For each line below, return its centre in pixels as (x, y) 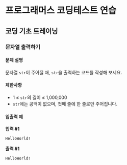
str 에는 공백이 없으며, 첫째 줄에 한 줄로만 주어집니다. (65, 104)
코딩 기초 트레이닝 (32, 31)
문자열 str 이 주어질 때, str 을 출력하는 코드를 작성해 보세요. (64, 72)
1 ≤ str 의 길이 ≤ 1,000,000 (40, 97)
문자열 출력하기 (23, 47)
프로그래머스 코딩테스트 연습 (61, 11)
